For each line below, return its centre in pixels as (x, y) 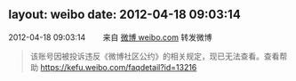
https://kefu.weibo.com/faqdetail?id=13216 (119, 67)
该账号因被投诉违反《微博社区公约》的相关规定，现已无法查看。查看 (155, 56)
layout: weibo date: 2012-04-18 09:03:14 (124, 15)
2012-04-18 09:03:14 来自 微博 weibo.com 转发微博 (110, 37)
